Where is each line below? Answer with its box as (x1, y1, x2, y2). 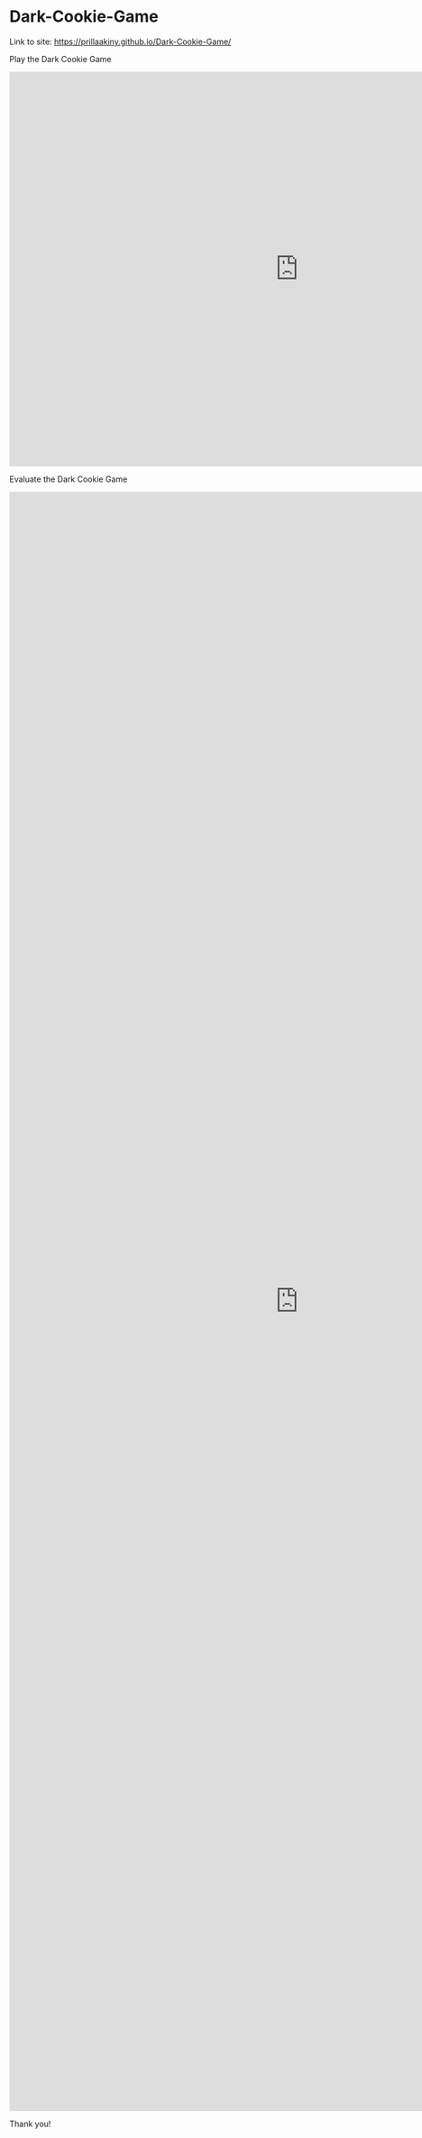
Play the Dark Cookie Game (9, 53, 112, 64)
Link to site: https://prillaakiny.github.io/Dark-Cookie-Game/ (9, 36, 232, 47)
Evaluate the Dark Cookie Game (9, 474, 128, 484)
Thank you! (9, 2118, 51, 2129)
